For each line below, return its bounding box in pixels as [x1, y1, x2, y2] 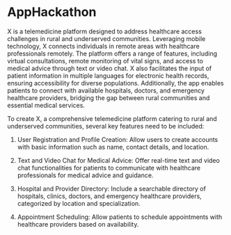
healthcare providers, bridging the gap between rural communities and [7, 93, 210, 102]
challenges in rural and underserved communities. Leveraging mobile [7, 34, 206, 42]
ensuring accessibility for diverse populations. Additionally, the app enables [7, 79, 224, 87]
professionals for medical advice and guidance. [17, 171, 154, 179]
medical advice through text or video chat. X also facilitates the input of [7, 64, 212, 72]
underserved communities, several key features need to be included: [7, 122, 205, 130]
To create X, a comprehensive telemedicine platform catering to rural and [7, 114, 217, 122]
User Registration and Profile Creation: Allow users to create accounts [17, 135, 218, 143]
